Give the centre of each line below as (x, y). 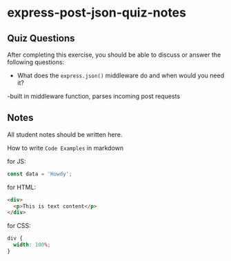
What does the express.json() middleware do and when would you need (121, 75)
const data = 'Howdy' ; (40, 174)
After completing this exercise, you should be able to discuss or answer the (114, 55)
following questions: (36, 62)
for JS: (17, 161)
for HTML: (22, 187)
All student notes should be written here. (65, 134)
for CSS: (19, 226)
